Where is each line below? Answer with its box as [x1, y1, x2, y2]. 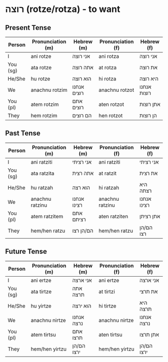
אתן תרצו [139, 331, 159, 338]
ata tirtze [30, 288, 52, 295]
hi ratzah [98, 184, 119, 191]
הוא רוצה [72, 75, 91, 82]
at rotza [98, 64, 116, 71]
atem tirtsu [30, 331, 56, 338]
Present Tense [5, 23, 51, 32]
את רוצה [139, 64, 157, 71]
